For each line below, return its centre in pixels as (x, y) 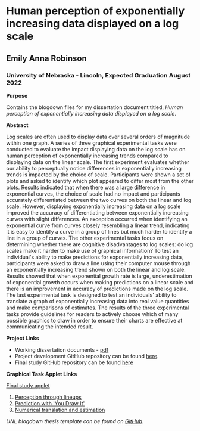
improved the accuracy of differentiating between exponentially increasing (97, 212)
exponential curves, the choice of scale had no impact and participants (93, 193)
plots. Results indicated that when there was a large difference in (86, 187)
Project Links (23, 338)
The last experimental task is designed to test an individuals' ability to (91, 295)
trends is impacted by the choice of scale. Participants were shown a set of (99, 175)
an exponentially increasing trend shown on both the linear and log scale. (96, 269)
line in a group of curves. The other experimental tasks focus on (85, 238)
